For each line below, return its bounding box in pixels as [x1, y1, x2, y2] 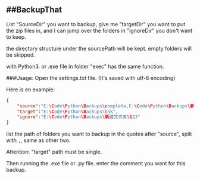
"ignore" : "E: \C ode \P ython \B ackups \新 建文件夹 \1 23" [17, 114, 141, 120]
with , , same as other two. [6, 137, 71, 144]
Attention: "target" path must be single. [6, 149, 102, 156]
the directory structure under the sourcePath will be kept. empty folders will [6, 45, 192, 52]
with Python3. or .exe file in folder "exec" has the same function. [6, 63, 164, 70]
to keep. [6, 33, 27, 41]
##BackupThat [6, 5, 62, 15]
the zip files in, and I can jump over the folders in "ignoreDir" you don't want [6, 27, 193, 34]
